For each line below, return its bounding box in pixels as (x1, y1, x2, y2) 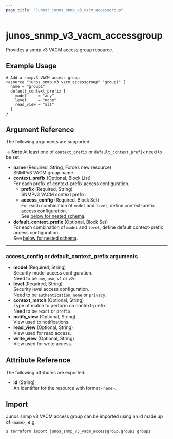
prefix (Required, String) (21, 186, 73, 192)
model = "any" (15, 93, 54, 98)
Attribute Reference (6, 356, 71, 364)
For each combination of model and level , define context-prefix (21, 203, 155, 209)
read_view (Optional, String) (13, 324, 73, 331)
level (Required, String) (13, 281, 63, 287)
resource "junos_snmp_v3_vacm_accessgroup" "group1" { (6, 80, 126, 85)
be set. (6, 154, 21, 160)
